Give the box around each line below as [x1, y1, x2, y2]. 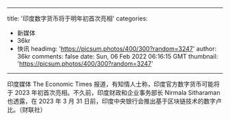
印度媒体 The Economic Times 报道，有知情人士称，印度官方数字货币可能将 [7, 80, 220, 88]
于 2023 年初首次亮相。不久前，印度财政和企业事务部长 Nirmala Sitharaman [7, 89, 220, 96]
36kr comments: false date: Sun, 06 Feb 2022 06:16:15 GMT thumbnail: [16, 52, 218, 60]
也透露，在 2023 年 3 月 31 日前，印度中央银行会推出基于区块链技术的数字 [7, 97, 216, 105]
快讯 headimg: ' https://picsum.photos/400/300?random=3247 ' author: [16, 45, 217, 52]
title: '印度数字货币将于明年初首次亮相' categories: [7, 14, 149, 22]
